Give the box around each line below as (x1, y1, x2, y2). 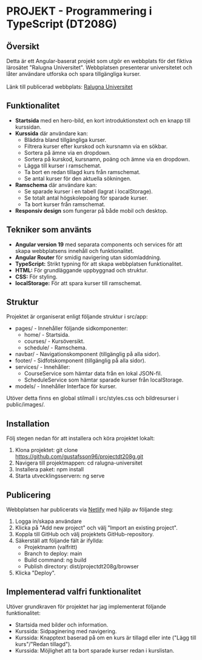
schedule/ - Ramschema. (24, 344, 87, 351)
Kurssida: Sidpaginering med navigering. (15, 627, 117, 635)
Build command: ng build (24, 556, 87, 564)
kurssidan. (15, 123, 41, 130)
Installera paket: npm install (15, 466, 84, 473)
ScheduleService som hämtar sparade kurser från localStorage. (24, 376, 184, 383)
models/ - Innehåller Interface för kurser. (15, 383, 117, 390)
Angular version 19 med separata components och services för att (15, 241, 183, 248)
